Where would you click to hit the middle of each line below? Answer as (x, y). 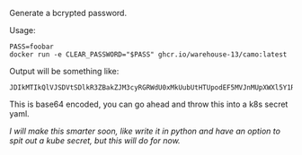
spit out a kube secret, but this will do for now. (95, 141)
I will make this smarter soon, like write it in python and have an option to (145, 131)
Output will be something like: (64, 71)
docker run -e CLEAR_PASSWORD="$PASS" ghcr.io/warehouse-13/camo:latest (148, 55)
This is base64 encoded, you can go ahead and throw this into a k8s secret (149, 104)
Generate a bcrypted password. (68, 13)
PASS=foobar (31, 47)
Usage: (22, 30)
